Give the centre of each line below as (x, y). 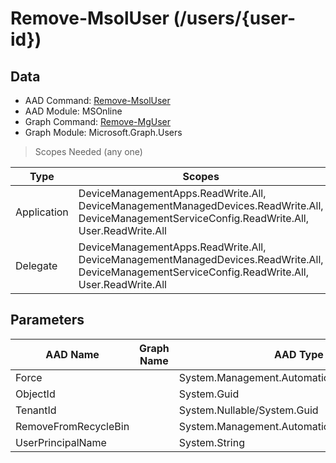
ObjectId (35, 394)
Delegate (36, 265)
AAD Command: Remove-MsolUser (97, 100)
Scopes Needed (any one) (88, 151)
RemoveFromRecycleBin (72, 426)
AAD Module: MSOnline (73, 111)
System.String (211, 442)
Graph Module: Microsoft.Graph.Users (103, 132)
